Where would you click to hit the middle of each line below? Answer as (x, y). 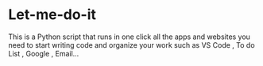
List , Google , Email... (44, 53)
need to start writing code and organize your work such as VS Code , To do (132, 45)
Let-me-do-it (52, 15)
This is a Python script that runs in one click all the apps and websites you (129, 37)
